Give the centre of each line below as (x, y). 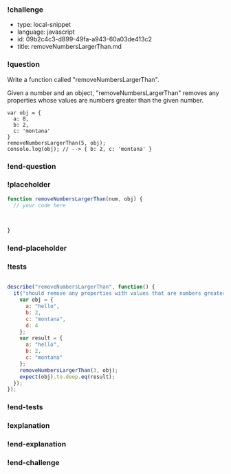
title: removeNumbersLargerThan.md (69, 47)
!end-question (32, 166)
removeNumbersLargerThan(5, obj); (57, 143)
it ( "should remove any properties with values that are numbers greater (120, 293)
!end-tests (25, 407)
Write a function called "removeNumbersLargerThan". (83, 79)
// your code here (40, 205)
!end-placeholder (37, 248)
